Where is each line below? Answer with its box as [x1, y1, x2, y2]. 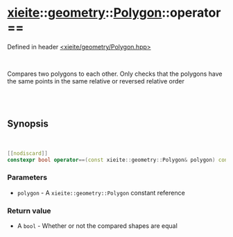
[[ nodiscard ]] [7, 149, 49, 157]
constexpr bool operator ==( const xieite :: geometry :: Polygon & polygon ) [7, 156, 216, 163]
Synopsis [7, 118, 49, 130]
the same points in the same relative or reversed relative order [7, 76, 185, 85]
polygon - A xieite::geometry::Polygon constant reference [17, 188, 185, 197]
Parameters [7, 172, 47, 182]
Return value [7, 206, 51, 215]
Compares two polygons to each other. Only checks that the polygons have [7, 70, 223, 78]
